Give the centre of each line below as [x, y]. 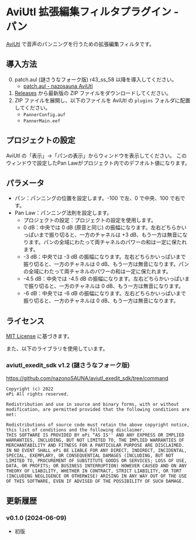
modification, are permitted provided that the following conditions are [98, 410]
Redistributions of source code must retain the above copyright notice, [98, 425]
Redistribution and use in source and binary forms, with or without [93, 405]
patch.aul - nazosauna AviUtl [58, 86]
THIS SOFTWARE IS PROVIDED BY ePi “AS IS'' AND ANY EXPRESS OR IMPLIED [95, 435]
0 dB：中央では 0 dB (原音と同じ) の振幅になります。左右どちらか [102, 228]
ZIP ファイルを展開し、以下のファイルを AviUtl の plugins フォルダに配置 [102, 100]
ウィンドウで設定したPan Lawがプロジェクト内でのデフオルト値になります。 [98, 163]
